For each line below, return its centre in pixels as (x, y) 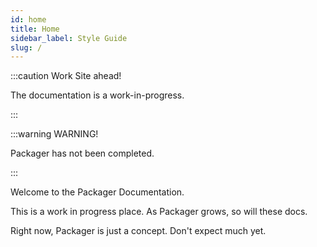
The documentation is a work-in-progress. (97, 95)
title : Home (35, 29)
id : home (28, 19)
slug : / (26, 47)
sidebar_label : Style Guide (69, 38)
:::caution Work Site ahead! (66, 76)
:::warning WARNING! (54, 134)
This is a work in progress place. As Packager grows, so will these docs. (159, 212)
